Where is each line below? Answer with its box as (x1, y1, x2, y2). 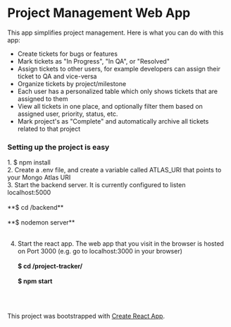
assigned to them (17, 94, 68, 103)
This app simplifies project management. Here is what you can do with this (7, 28, 224, 37)
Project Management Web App (7, 5, 191, 21)
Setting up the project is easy (7, 142, 110, 152)
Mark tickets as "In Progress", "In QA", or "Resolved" (17, 57, 170, 65)
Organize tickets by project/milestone (17, 79, 127, 88)
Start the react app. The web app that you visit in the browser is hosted (17, 239, 224, 248)
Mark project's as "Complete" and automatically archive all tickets (17, 117, 209, 125)
